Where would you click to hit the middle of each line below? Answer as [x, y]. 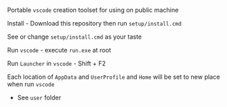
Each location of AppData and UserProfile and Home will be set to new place [113, 77]
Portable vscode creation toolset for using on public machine [93, 10]
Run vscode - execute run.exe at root [59, 50]
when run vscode [31, 84]
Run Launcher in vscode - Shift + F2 [56, 64]
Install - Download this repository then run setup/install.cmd [94, 23]
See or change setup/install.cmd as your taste [74, 37]
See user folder [39, 97]
